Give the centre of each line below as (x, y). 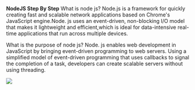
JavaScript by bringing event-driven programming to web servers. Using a (96, 51)
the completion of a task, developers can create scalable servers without (95, 64)
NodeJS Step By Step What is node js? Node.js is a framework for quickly (96, 9)
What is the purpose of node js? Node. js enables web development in (91, 45)
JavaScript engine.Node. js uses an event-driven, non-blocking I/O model (95, 21)
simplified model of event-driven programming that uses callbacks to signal (98, 57)
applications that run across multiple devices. (73, 34)
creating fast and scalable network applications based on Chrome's (88, 15)
